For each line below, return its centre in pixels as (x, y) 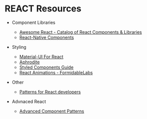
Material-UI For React (41, 57)
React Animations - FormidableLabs (56, 72)
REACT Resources (43, 9)
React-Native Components (47, 37)
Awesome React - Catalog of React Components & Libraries (81, 32)
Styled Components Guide (46, 67)
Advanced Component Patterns (52, 111)
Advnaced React (29, 101)
